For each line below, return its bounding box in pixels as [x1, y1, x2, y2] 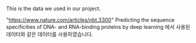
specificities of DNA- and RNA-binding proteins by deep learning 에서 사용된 [6, 24, 191, 30]
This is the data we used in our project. [6, 5, 101, 12]
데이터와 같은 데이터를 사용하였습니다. [6, 31, 93, 38]
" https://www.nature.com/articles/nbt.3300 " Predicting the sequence [6, 16, 175, 23]
